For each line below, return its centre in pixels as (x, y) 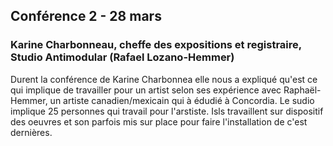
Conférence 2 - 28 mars (86, 16)
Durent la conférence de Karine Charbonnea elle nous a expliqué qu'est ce (164, 79)
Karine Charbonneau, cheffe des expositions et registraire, (156, 45)
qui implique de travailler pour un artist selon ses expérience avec (146, 90)
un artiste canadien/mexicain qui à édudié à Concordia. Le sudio (182, 100)
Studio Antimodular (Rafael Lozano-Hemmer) (122, 57)
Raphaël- (302, 90)
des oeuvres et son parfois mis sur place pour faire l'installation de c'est (159, 121)
